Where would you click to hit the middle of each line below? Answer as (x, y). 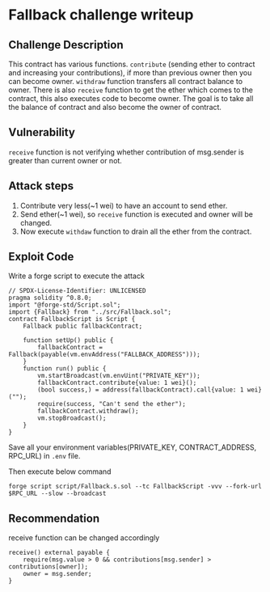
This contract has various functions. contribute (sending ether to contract (132, 64)
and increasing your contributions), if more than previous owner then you (130, 73)
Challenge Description (66, 45)
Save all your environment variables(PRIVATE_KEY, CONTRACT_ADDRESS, (133, 447)
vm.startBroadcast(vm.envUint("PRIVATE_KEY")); (119, 376)
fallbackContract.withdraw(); (88, 411)
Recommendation (54, 518)
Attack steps (41, 186)
